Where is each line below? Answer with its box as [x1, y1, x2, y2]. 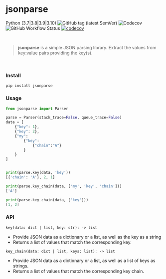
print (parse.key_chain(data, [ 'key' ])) [5, 197, 89, 202]
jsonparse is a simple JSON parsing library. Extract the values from [17, 44, 157, 50]
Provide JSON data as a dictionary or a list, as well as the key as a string [12, 234, 162, 240]
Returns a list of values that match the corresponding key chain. [12, 268, 144, 274]
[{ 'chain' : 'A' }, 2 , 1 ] [5, 175, 55, 180]
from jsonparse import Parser [5, 106, 69, 111]
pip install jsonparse [5, 83, 53, 88]
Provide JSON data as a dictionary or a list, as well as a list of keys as [12, 258, 156, 264]
